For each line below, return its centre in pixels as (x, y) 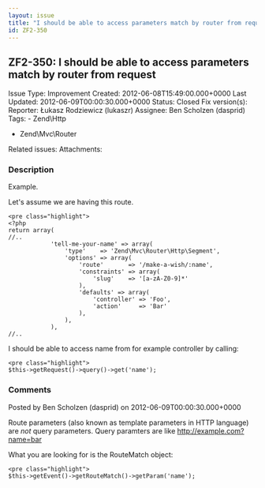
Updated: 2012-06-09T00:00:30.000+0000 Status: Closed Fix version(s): (128, 102)
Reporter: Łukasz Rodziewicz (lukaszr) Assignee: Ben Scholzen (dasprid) (127, 111)
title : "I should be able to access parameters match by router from (125, 23)
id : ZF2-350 (28, 30)
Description (31, 170)
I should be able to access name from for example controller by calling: (123, 349)
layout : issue (32, 15)
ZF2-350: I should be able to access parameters (129, 62)
